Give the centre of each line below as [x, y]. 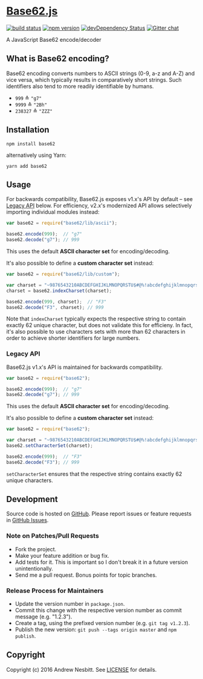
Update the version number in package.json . [70, 604]
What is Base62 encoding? [58, 59]
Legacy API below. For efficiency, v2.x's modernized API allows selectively [99, 206]
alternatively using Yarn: [36, 155]
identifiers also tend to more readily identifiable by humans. [80, 86]
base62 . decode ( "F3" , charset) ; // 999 [55, 307]
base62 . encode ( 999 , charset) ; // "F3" [56, 302]
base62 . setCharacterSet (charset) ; [50, 446]
